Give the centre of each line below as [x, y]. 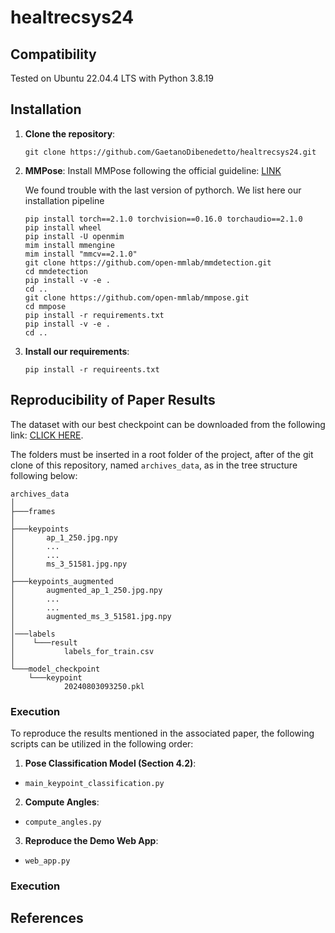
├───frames [33, 511]
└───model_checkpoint [55, 669]
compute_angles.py [63, 822]
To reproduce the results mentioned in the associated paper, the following [162, 733]
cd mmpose [45, 306]
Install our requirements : [77, 351]
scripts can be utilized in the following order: [102, 743]
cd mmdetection [56, 271]
